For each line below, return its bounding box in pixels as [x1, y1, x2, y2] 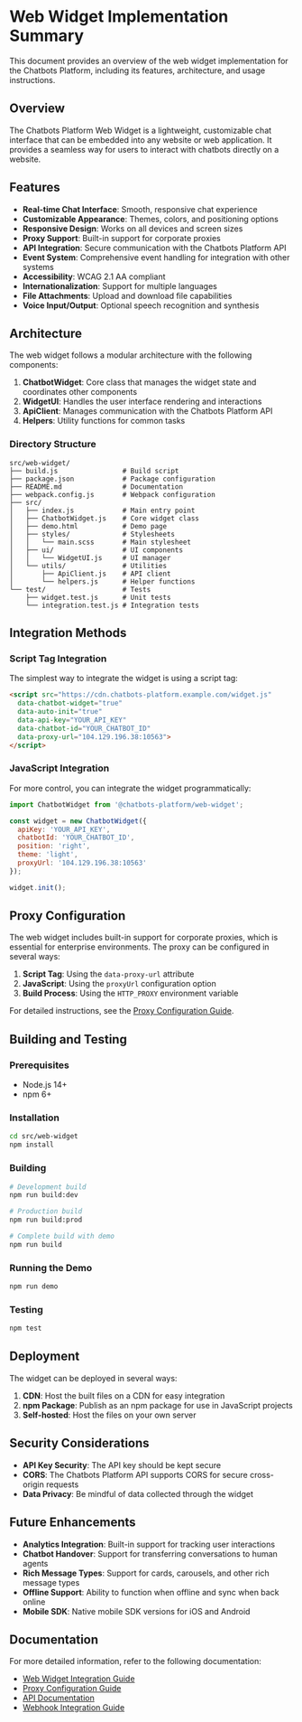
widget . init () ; [9, 883, 67, 892]
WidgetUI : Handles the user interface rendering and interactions [22, 396, 262, 407]
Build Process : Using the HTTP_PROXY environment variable [22, 987, 239, 999]
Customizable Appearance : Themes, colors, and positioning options [22, 213, 279, 224]
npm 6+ [22, 1089, 52, 1100]
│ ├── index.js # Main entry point [9, 506, 196, 515]
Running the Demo [9, 1261, 93, 1274]
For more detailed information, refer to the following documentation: [9, 1656, 261, 1667]
